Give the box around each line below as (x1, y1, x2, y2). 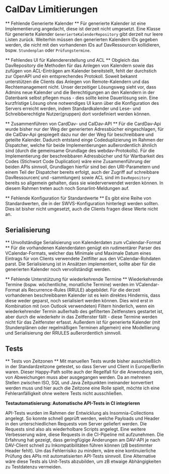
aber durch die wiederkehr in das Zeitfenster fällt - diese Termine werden (5, 313, 157, 320)
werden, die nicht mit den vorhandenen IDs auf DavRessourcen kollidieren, (5, 42, 160, 48)
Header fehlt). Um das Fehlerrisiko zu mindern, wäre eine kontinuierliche (5, 447, 156, 454)
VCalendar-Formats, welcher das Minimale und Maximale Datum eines (5, 250, 151, 256)
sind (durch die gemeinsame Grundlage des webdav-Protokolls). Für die (5, 147, 155, 153)
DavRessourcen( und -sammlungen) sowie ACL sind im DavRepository (5, 174, 150, 180)
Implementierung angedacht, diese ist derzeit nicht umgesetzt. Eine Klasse (5, 25, 160, 31)
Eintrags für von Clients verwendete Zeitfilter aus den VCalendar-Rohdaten (5, 255, 161, 261)
